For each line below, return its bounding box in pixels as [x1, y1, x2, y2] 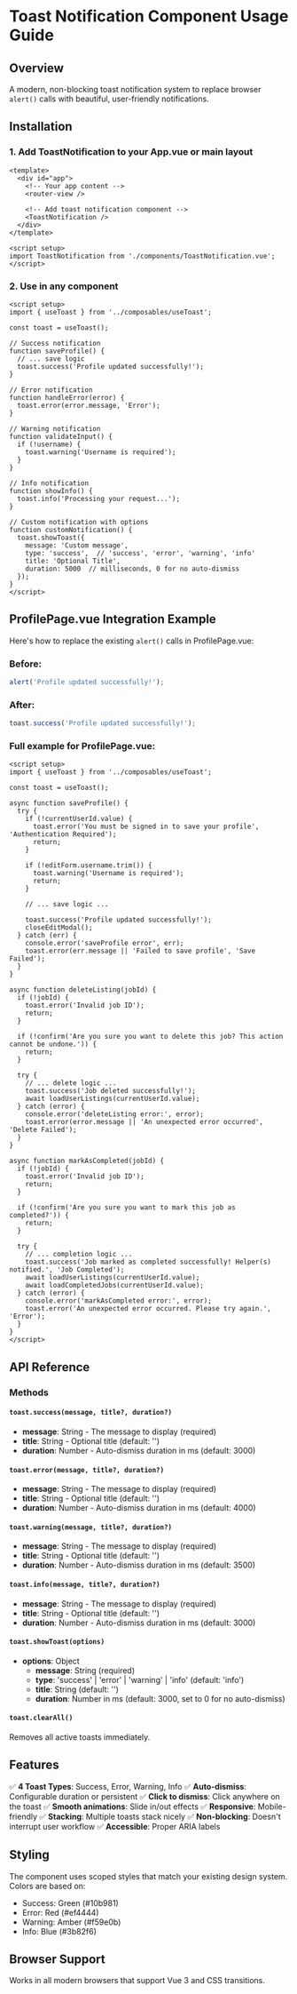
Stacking [48, 1811, 82, 1822]
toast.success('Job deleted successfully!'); [25, 1087, 197, 1096]
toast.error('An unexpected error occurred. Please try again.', [25, 1304, 272, 1313]
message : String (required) [35, 1664, 136, 1676]
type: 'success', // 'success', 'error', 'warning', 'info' [25, 548, 255, 557]
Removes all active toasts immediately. [9, 1731, 151, 1743]
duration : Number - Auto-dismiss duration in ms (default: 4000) [21, 1503, 256, 1513]
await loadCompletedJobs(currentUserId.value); [25, 1281, 204, 1290]
